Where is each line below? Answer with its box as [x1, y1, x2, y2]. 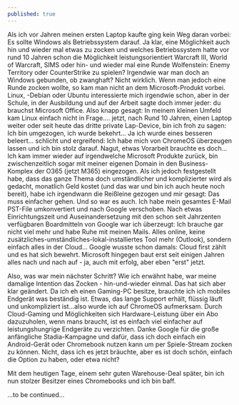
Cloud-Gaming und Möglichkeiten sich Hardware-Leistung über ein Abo [7, 309, 219, 318]
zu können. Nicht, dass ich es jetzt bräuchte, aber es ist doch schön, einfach [7, 347, 233, 356]
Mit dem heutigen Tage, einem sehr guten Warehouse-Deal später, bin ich [7, 369, 225, 377]
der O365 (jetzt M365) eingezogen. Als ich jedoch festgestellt [34, 166, 216, 175]
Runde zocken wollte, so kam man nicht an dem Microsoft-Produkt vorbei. [7, 83, 226, 91]
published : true [7, 10, 56, 18]
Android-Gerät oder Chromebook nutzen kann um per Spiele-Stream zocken [7, 340, 233, 349]
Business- [178, 159, 208, 168]
